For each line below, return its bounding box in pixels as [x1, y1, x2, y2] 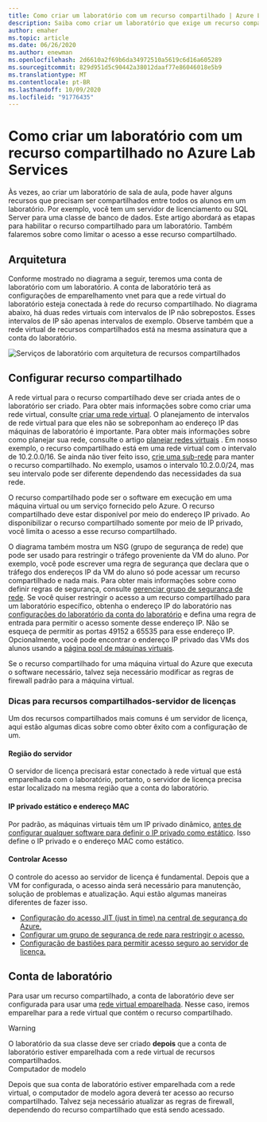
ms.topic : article [8, 33, 69, 42]
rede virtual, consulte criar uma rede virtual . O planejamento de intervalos [8, 409, 250, 419]
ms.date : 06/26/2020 [8, 41, 77, 49]
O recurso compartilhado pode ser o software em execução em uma [8, 493, 232, 502]
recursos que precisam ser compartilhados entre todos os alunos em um [8, 196, 246, 205]
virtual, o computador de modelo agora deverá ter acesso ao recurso [8, 1088, 234, 1097]
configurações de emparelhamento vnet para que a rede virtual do [8, 291, 226, 300]
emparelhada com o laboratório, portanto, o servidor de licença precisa [8, 775, 242, 785]
